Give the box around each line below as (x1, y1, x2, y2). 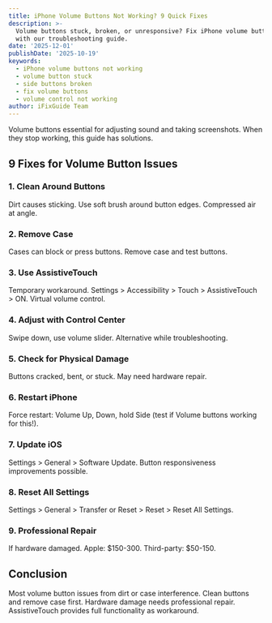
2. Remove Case (8, 228, 74, 239)
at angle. (8, 208, 38, 217)
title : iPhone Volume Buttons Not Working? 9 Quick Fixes (8, 11, 208, 20)
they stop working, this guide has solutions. (8, 133, 154, 143)
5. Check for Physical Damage (8, 353, 130, 364)
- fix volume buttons (15, 87, 89, 96)
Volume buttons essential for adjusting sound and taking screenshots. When (8, 125, 263, 135)
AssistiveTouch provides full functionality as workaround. (8, 606, 199, 615)
